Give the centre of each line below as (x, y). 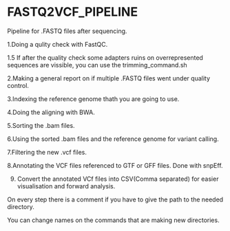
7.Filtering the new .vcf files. (47, 152)
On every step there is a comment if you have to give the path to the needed (115, 199)
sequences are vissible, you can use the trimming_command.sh (97, 65)
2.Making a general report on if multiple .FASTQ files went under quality (109, 78)
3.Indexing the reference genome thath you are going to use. (93, 99)
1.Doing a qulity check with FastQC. (57, 44)
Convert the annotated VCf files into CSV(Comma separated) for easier (118, 179)
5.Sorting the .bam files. (41, 125)
